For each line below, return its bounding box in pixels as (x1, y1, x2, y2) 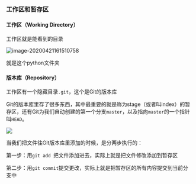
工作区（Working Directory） (6, 21, 79, 28)
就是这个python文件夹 (6, 59, 60, 66)
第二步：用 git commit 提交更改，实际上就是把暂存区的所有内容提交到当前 (6, 164, 184, 172)
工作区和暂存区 (6, 5, 49, 13)
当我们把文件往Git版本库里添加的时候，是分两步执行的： (6, 139, 143, 146)
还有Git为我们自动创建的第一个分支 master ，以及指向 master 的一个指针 (21, 108, 191, 115)
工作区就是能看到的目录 (6, 35, 63, 43)
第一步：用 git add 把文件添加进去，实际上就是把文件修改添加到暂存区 (6, 152, 178, 159)
